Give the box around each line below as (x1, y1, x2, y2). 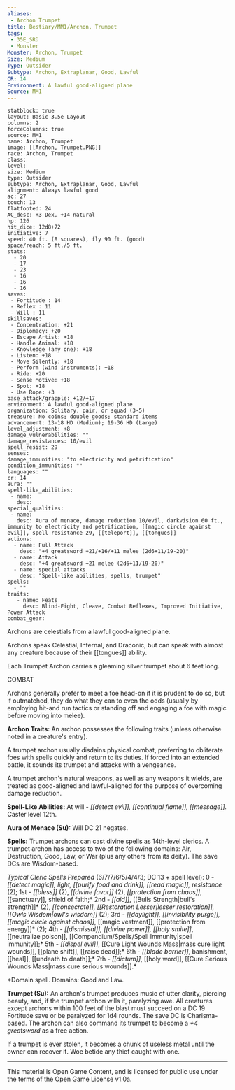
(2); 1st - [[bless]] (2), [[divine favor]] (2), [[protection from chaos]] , (7, 888, 202, 896)
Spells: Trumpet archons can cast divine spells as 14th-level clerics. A (7, 837, 210, 846)
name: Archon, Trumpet (7, 138, 73, 145)
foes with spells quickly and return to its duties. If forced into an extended (7, 753, 220, 762)
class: (7, 157, 27, 164)
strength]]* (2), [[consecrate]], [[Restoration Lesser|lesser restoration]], (7, 903, 215, 911)
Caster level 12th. (7, 810, 57, 819)
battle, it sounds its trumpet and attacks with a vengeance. (7, 761, 176, 769)
